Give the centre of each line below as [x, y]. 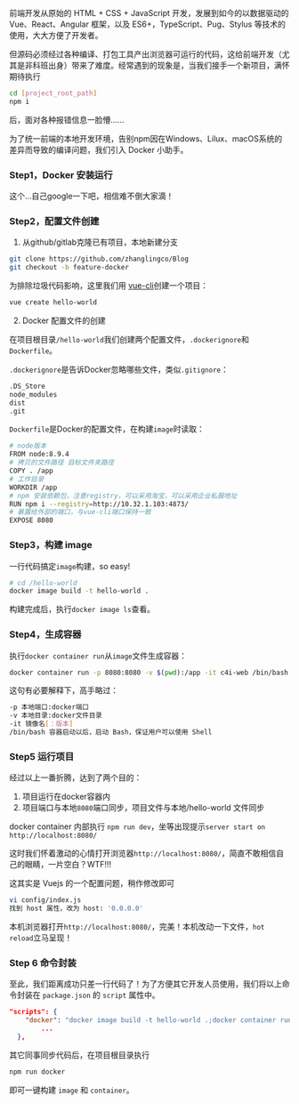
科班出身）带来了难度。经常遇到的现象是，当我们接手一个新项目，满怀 [161, 65]
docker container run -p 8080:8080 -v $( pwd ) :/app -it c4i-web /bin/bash [149, 673]
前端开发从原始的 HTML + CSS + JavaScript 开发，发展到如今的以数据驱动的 [149, 13]
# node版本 [28, 446]
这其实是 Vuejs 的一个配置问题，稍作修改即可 [92, 883]
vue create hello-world [53, 302]
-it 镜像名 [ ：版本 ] [41, 724]
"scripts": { [33, 1012]
